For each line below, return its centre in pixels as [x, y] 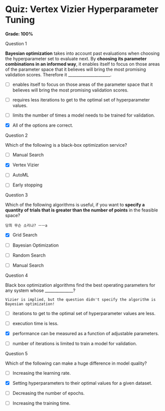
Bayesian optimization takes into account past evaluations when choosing [82, 53]
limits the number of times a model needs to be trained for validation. [84, 115]
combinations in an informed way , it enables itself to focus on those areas [82, 64]
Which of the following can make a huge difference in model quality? [76, 363]
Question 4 [17, 275]
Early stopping [27, 185]
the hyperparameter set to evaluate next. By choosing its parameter [76, 58]
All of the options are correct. [43, 125]
